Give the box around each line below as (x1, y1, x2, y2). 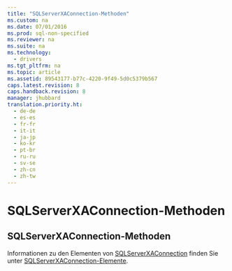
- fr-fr (13, 120, 36, 128)
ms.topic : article (7, 68, 61, 75)
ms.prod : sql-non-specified (7, 29, 89, 37)
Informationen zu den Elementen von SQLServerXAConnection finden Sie (7, 249, 219, 257)
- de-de (13, 108, 36, 115)
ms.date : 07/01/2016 (7, 23, 68, 30)
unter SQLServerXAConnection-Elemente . (7, 256, 129, 265)
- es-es (13, 114, 36, 121)
